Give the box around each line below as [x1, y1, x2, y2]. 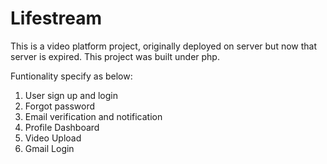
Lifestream [10, 7, 103, 30]
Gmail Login [24, 142, 75, 154]
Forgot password [24, 100, 95, 112]
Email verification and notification [24, 110, 163, 122]
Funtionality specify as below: [10, 70, 133, 82]
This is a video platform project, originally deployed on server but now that [10, 40, 318, 52]
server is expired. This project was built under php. [10, 50, 220, 62]
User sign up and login [24, 89, 119, 101]
